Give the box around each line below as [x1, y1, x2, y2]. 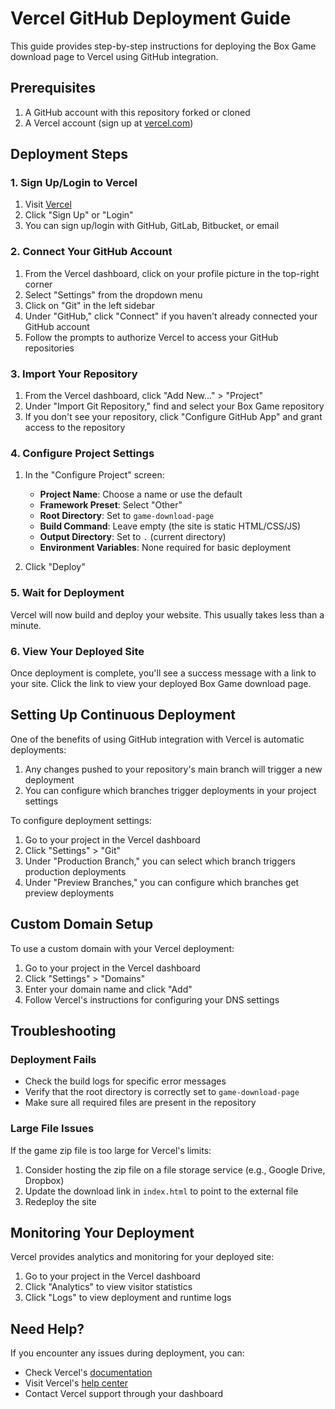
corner [24, 278, 53, 290]
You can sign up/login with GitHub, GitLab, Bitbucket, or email [24, 220, 280, 232]
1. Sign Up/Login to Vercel [10, 176, 138, 190]
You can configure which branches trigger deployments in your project [24, 784, 317, 796]
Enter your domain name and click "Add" [24, 983, 193, 995]
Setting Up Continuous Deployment [10, 707, 236, 724]
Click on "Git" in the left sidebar [24, 299, 156, 311]
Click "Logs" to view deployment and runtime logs [24, 1292, 232, 1304]
